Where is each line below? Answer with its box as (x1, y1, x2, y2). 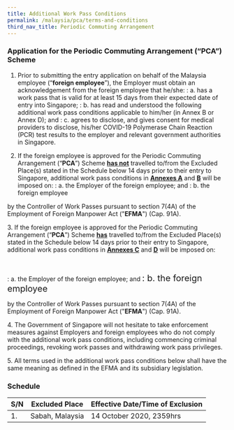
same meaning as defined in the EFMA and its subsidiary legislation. (7, 364, 204, 372)
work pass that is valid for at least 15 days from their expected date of (17, 93, 219, 101)
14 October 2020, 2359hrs (90, 410, 182, 420)
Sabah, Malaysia (30, 410, 85, 420)
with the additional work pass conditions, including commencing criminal (7, 335, 217, 343)
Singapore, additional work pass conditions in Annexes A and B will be (17, 173, 221, 182)
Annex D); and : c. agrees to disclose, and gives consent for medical (17, 115, 214, 124)
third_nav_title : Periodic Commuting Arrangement (7, 23, 155, 30)
